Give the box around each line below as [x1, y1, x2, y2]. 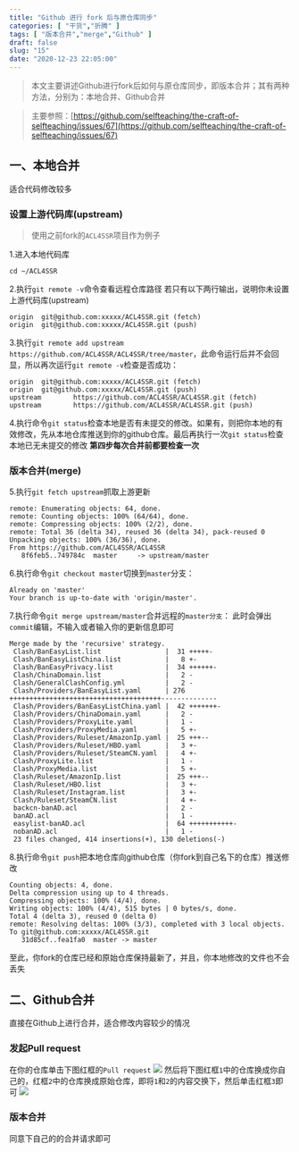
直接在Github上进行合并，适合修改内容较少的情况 [9, 1018, 190, 1029]
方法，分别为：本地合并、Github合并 [30, 91, 166, 102]
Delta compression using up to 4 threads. [9, 888, 170, 898]
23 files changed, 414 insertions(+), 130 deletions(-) [12, 835, 226, 845]
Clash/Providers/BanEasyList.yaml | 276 [12, 686, 186, 695]
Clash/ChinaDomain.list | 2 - [12, 671, 194, 680]
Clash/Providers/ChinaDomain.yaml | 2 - [12, 710, 194, 719]
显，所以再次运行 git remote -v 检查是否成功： [9, 359, 179, 371]
